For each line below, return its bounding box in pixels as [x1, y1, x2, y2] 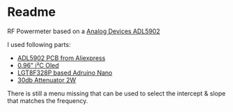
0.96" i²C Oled [17, 61, 59, 69]
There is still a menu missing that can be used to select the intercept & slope [7, 89, 226, 97]
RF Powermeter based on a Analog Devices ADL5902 [7, 27, 161, 35]
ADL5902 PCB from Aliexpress [17, 53, 106, 62]
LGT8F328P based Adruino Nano [17, 68, 113, 77]
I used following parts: [7, 40, 71, 48]
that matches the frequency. [7, 96, 88, 104]
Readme [7, 4, 56, 20]
